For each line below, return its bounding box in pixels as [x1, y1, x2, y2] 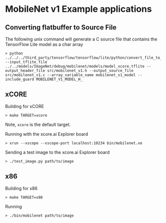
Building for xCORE [5, 103, 44, 109]
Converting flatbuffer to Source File [5, 23, 117, 32]
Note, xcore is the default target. [5, 121, 71, 127]
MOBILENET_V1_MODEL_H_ [36, 77, 83, 82]
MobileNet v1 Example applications [5, 3, 152, 15]
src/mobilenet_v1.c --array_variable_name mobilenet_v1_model [5, 73, 136, 77]
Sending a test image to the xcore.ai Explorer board [5, 149, 110, 155]
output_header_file [5, 68, 45, 73]
